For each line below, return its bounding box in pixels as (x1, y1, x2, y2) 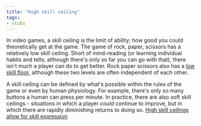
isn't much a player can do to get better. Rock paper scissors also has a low (6, 62, 195, 70)
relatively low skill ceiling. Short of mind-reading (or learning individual (6, 50, 182, 57)
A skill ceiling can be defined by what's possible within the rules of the (6, 81, 182, 88)
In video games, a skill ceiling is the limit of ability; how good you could (6, 37, 183, 44)
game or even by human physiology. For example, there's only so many (6, 87, 184, 94)
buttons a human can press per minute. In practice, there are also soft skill (6, 93, 192, 101)
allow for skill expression (6, 113, 68, 120)
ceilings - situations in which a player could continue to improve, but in (6, 100, 183, 107)
